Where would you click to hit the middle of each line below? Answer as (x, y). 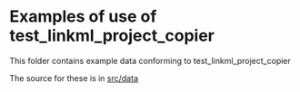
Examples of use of (83, 17)
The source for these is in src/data (74, 78)
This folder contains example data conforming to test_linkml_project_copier (150, 60)
